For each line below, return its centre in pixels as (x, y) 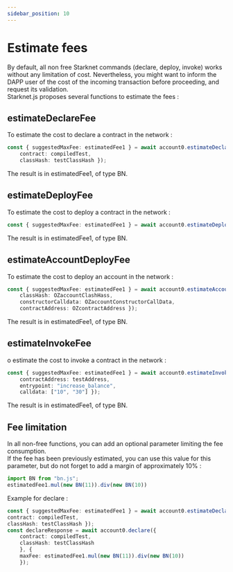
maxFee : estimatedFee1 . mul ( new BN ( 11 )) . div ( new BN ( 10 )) (102, 556)
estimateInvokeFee (49, 343)
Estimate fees (48, 47)
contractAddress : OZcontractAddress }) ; (79, 309)
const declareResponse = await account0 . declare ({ (82, 530)
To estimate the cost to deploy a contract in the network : (89, 212)
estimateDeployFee (50, 196)
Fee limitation (37, 427)
